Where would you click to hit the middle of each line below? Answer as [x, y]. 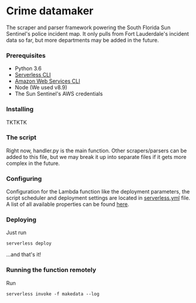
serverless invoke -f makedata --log [53, 294]
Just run [16, 233]
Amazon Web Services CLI [47, 81]
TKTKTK [17, 122]
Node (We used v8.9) [41, 88]
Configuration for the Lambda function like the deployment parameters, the [98, 192]
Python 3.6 [28, 68]
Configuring [24, 179]
